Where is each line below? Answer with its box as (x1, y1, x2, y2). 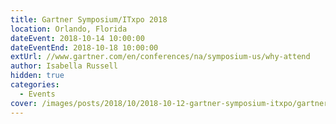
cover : (10, 98, 38, 108)
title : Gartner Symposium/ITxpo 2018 (10, 14, 168, 25)
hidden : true (10, 71, 65, 81)
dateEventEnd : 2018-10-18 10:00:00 (10, 42, 159, 53)
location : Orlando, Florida (10, 24, 128, 34)
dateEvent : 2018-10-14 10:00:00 (10, 33, 145, 43)
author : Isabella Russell (10, 61, 118, 71)
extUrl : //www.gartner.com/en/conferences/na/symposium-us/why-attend (10, 52, 311, 62)
